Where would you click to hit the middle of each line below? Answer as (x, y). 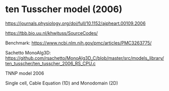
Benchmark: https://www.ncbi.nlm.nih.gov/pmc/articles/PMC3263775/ (78, 43)
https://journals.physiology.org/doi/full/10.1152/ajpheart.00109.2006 (75, 23)
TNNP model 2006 (25, 73)
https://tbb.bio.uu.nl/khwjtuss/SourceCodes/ (52, 33)
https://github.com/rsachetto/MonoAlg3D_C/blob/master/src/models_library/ (85, 58)
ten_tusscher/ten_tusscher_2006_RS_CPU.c (50, 63)
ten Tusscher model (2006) (64, 9)
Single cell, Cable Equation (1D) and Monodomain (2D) (62, 83)
